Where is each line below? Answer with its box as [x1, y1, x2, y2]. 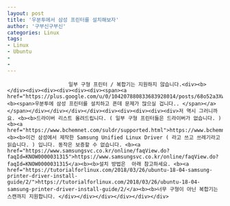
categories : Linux [7, 29, 60, 36]
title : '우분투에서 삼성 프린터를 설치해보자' [7, 16, 119, 23]
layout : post [7, 10, 44, 17]
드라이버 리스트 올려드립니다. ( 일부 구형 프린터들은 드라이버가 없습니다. [36, 114, 216, 122]
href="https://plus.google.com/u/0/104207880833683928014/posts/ [7, 93, 197, 100]
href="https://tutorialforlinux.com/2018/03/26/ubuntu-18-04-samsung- [7, 166, 213, 173]
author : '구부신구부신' [7, 23, 66, 29]
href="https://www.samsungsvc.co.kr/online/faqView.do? [7, 147, 170, 154]
